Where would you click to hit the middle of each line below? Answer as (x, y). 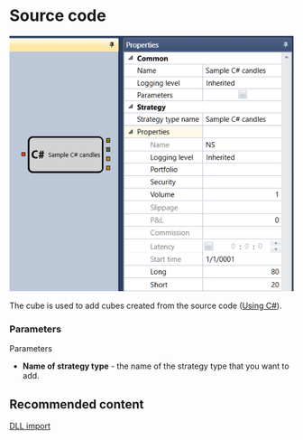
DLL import (30, 426)
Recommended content (77, 404)
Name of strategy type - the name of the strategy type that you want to (156, 366)
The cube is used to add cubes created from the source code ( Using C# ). (146, 305)
